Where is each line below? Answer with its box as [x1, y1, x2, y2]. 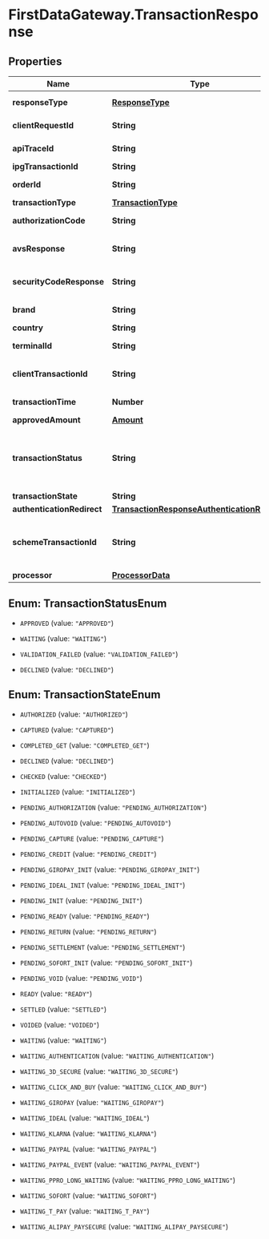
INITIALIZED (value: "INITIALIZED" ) [19, 787, 136, 797]
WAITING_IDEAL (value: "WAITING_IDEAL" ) [19, 1112, 150, 1123]
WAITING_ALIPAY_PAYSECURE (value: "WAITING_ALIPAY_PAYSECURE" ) [19, 1221, 229, 1231]
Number [111, 397, 144, 407]
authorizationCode [12, 215, 86, 226]
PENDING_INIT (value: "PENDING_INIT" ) [19, 895, 143, 905]
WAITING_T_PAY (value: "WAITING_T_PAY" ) [19, 1206, 150, 1216]
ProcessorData [111, 570, 171, 580]
